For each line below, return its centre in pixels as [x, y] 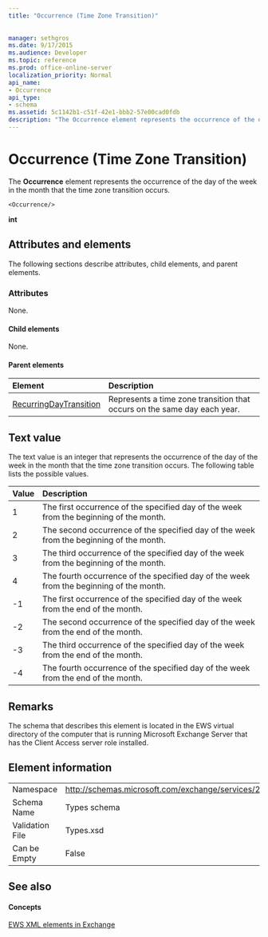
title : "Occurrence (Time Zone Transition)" [83, 16]
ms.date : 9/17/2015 [41, 46]
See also [30, 887]
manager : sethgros [39, 38]
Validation [31, 825]
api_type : [25, 98]
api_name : [25, 82]
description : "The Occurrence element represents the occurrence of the [132, 120]
